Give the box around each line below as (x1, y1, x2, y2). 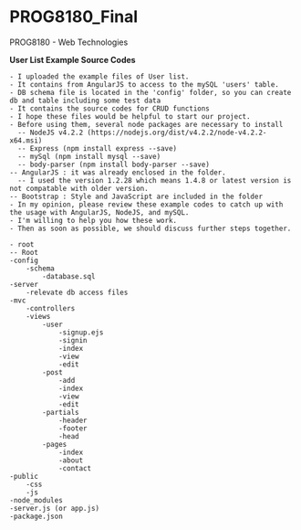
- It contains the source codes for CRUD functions (9, 103, 210, 113)
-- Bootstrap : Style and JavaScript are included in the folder (9, 192, 263, 201)
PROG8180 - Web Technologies (9, 37, 129, 48)
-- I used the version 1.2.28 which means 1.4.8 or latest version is (17, 175, 292, 185)
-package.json (9, 512, 64, 521)
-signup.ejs (57, 327, 104, 337)
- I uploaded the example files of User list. (9, 71, 190, 81)
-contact (57, 463, 92, 472)
